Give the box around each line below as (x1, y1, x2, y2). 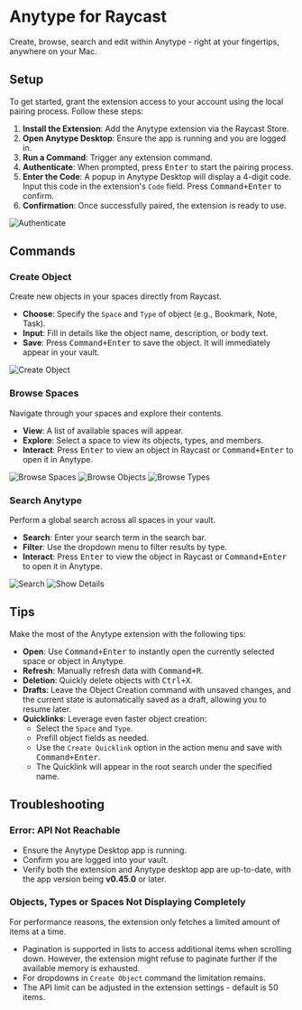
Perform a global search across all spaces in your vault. (9, 515, 216, 526)
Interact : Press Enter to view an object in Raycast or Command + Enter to (22, 444, 294, 455)
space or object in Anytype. (22, 655, 126, 666)
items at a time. (9, 926, 67, 937)
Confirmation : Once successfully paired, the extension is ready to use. (22, 200, 287, 210)
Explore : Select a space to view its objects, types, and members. (22, 435, 264, 445)
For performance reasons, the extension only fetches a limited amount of (9, 916, 280, 927)
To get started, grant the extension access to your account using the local (9, 96, 284, 107)
